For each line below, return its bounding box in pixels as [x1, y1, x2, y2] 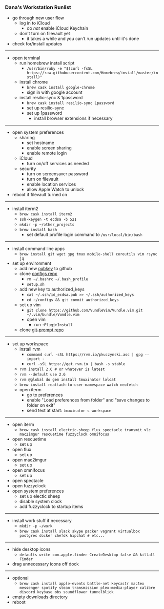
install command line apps [12, 246, 65, 252]
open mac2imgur [12, 457, 47, 463]
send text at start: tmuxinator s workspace [26, 407, 112, 414]
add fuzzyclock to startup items [19, 504, 83, 509]
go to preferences [26, 392, 63, 398]
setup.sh [26, 282, 45, 287]
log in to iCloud [19, 20, 50, 26]
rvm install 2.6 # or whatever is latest [19, 367, 105, 372]
